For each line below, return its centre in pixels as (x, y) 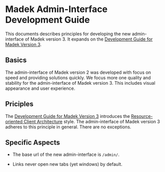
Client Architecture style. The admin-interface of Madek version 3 (92, 121)
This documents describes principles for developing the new (68, 34)
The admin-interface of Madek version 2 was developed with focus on (78, 72)
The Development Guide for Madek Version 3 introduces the (68, 116)
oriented (14, 121)
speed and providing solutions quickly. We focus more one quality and (78, 77)
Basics (16, 60)
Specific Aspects (33, 142)
